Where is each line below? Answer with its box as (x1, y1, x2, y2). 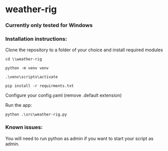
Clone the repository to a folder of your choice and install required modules (5, 47, 163, 53)
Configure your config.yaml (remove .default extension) (5, 93, 122, 99)
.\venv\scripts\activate (5, 75, 58, 80)
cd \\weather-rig (5, 57, 42, 62)
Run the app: (5, 102, 32, 108)
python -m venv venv (5, 66, 49, 71)
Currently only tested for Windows (5, 22, 93, 29)
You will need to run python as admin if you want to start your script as (5, 135, 154, 141)
